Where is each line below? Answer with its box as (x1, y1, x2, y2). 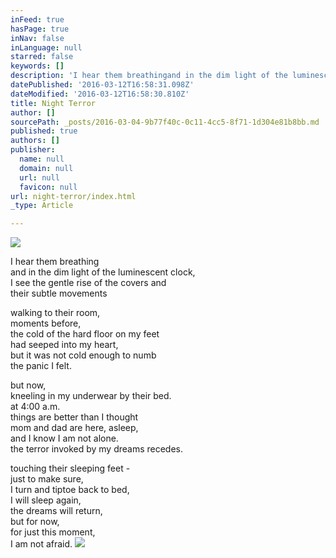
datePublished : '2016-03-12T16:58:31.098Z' (10, 80, 195, 90)
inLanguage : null (10, 42, 83, 53)
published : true (10, 126, 78, 136)
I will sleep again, (10, 494, 82, 506)
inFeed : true (10, 14, 65, 25)
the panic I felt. (10, 360, 72, 372)
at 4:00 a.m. (10, 401, 61, 413)
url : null (19, 172, 60, 183)
